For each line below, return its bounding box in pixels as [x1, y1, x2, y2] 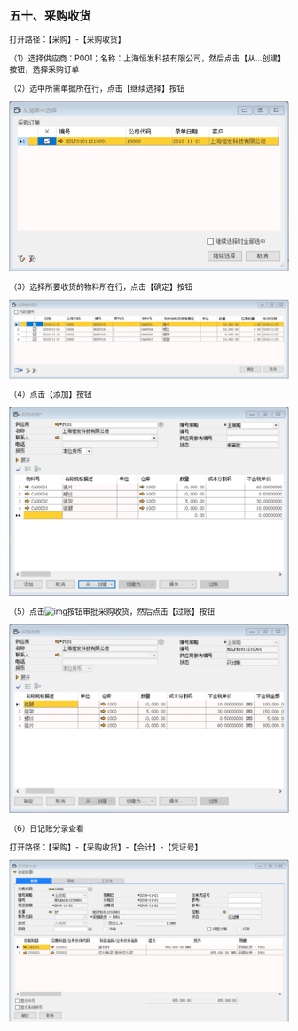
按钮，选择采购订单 [9, 63, 80, 74]
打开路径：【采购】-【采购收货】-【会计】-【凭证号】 [9, 842, 203, 852]
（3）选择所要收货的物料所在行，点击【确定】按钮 [9, 281, 193, 292]
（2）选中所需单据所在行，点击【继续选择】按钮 [9, 83, 185, 93]
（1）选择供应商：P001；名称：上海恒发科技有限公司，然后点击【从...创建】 [9, 52, 286, 63]
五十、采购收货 [9, 8, 91, 24]
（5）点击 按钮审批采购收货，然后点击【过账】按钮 [9, 606, 216, 616]
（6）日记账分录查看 [9, 822, 84, 834]
